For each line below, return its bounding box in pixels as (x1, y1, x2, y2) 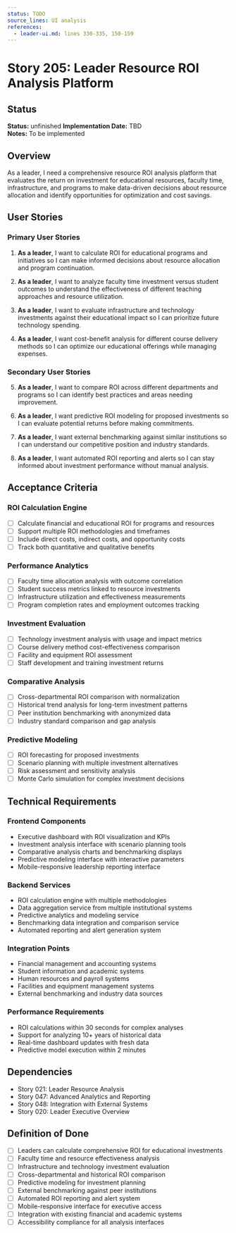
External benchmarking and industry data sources (17, 989, 163, 998)
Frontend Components (7, 817, 87, 826)
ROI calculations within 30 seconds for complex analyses (17, 1023, 184, 1031)
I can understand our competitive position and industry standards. (17, 440, 210, 449)
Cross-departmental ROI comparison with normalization (17, 693, 180, 701)
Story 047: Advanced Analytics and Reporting (17, 1092, 151, 1101)
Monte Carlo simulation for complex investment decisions (17, 774, 185, 783)
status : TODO (7, 10, 46, 18)
